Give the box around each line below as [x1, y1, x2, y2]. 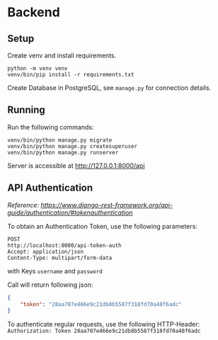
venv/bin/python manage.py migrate [7, 136, 113, 144]
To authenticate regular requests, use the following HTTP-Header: [7, 320, 200, 329]
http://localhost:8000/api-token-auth [7, 242, 122, 249]
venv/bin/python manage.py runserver [7, 149, 119, 156]
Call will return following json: [7, 280, 93, 289]
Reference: [7, 200, 40, 209]
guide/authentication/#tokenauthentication [7, 208, 133, 217]
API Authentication [7, 182, 93, 194]
